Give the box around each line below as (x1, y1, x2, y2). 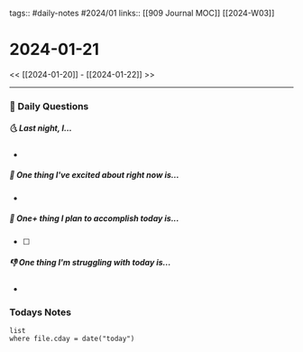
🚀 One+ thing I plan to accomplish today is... (9, 213, 179, 224)
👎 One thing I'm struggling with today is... (9, 257, 171, 268)
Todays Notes (9, 306, 72, 319)
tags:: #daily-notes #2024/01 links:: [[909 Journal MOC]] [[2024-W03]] (9, 8, 275, 18)
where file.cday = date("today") (9, 334, 135, 344)
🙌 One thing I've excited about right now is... (9, 170, 179, 181)
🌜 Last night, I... (9, 123, 72, 134)
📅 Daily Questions (9, 99, 89, 112)
